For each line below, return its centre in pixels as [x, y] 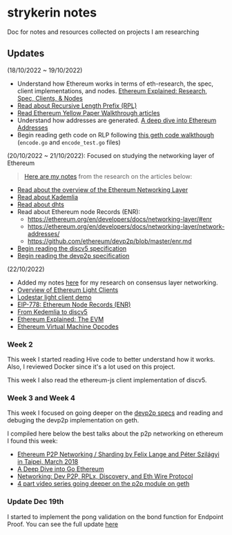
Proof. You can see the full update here [63, 524]
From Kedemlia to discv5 [52, 311]
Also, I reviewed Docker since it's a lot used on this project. [91, 367]
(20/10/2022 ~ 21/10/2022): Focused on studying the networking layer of [111, 155]
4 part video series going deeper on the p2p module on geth [103, 484]
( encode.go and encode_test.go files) [69, 142]
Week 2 [20, 344]
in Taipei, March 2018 [48, 462]
